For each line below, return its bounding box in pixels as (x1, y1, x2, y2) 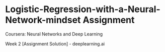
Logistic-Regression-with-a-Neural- (5, 4, 160, 15)
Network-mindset (5, 14, 81, 26)
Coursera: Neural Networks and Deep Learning (5, 31, 103, 37)
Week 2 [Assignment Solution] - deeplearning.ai (5, 40, 105, 46)
